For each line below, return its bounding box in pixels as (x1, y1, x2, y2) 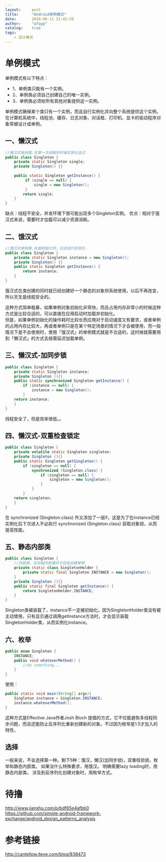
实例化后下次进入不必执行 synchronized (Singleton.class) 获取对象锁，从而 (5, 520, 157, 526)
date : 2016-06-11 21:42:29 (5, 16, 74, 21)
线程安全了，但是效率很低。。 (5, 415, 64, 421)
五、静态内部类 (5, 543, 51, 551)
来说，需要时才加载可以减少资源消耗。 (13, 216, 92, 223)
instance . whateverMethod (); (14, 700, 72, 706)
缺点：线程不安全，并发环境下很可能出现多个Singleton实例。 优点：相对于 (5, 210, 156, 216)
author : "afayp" (5, 21, 48, 26)
